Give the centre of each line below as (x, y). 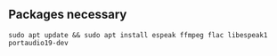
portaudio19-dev (38, 43)
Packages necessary (68, 15)
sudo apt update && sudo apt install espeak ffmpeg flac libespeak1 (138, 35)
